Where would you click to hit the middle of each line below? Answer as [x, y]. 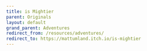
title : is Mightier [30, 11]
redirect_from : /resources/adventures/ [55, 33]
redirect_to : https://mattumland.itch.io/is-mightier [74, 39]
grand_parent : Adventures [38, 28]
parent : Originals [29, 17]
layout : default [26, 22]
